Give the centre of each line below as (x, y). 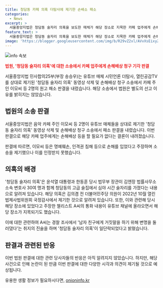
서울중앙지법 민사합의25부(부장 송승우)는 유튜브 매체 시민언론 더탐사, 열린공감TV (81, 76)
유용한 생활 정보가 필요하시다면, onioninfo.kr (47, 280)
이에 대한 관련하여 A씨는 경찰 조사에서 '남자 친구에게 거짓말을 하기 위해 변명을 (78, 222)
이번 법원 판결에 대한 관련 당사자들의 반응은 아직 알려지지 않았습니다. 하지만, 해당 (81, 258)
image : (12, 41)
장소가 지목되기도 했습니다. (35, 212)
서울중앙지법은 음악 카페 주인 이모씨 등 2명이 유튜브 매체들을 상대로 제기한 (75, 124)
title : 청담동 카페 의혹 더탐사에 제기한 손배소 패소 (51, 9)
